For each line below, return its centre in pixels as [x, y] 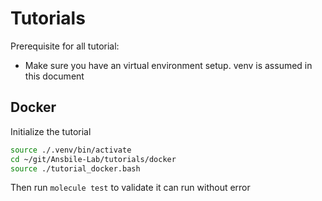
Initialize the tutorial [51, 131]
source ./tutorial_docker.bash [75, 168]
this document [54, 76]
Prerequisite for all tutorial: [65, 46]
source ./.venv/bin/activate [71, 150]
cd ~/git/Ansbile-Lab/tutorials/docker [93, 159]
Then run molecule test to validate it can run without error [130, 188]
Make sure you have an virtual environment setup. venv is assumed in [168, 65]
